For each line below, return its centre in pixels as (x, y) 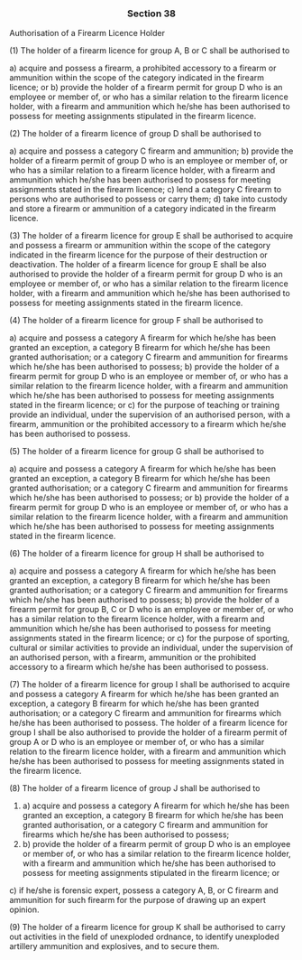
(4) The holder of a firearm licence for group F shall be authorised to (137, 321)
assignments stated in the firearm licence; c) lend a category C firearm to (146, 190)
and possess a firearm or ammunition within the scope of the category (140, 246)
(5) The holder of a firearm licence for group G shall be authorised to (137, 452)
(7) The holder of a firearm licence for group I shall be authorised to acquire (150, 685)
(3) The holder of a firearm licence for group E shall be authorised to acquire (151, 236)
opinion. (24, 909)
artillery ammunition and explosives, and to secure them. (114, 946)
